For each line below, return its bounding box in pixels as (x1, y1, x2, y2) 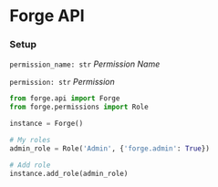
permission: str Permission (9, 77, 116, 88)
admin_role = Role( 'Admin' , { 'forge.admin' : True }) (9, 143, 210, 153)
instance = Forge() (9, 119, 84, 129)
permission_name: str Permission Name (9, 58, 161, 69)
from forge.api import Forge (9, 94, 120, 103)
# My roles (9, 136, 51, 145)
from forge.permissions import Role (9, 102, 149, 112)
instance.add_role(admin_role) (9, 169, 129, 178)
